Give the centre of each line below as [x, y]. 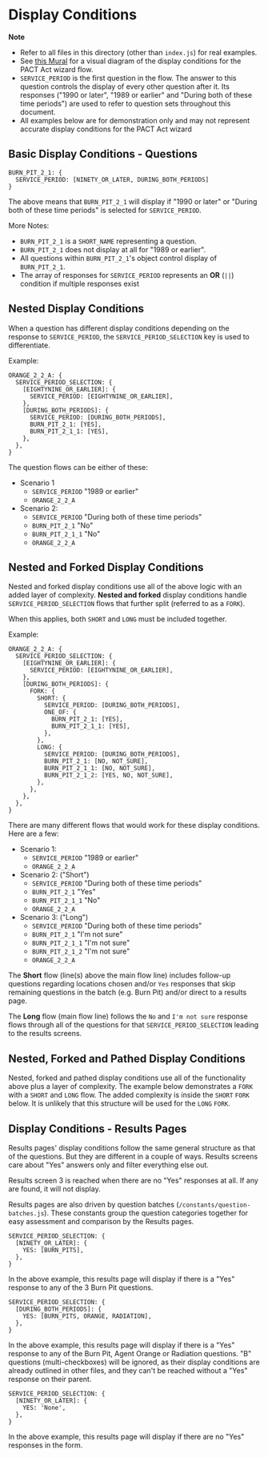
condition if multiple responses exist [80, 283]
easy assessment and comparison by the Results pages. [101, 1221]
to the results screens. [45, 1034]
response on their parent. [50, 1379]
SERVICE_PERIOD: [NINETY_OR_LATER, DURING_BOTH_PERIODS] [112, 179]
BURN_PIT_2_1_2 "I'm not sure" [81, 951]
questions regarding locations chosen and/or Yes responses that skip [122, 984]
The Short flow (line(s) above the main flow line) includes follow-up [120, 975]
